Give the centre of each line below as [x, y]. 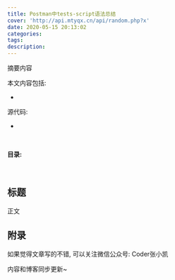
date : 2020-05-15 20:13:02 [47, 27]
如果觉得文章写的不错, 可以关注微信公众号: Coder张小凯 [88, 254]
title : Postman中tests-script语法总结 [62, 14]
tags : [15, 40]
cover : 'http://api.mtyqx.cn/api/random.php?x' [79, 21]
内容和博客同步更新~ [37, 269]
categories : [25, 34]
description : [26, 47]
